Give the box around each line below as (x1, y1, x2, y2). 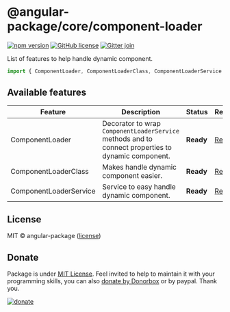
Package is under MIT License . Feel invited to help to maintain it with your (7, 270, 215, 278)
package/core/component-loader (7, 18, 203, 34)
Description (121, 107, 161, 116)
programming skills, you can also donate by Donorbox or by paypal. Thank (7, 277, 218, 285)
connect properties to (102, 142, 172, 152)
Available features (7, 87, 87, 99)
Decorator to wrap (102, 118, 161, 128)
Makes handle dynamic (102, 162, 177, 172)
